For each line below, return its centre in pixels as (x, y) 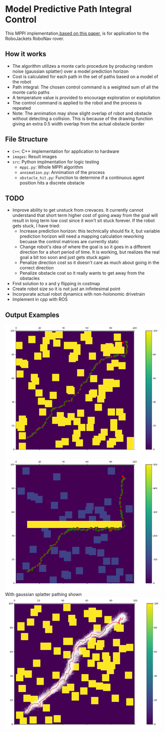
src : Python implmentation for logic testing (56, 162)
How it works (26, 54)
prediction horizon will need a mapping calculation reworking (82, 236)
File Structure (26, 139)
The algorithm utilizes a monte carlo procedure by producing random (82, 66)
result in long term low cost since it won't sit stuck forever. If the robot (83, 220)
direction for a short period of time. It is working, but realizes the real (89, 252)
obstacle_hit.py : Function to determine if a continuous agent (82, 177)
